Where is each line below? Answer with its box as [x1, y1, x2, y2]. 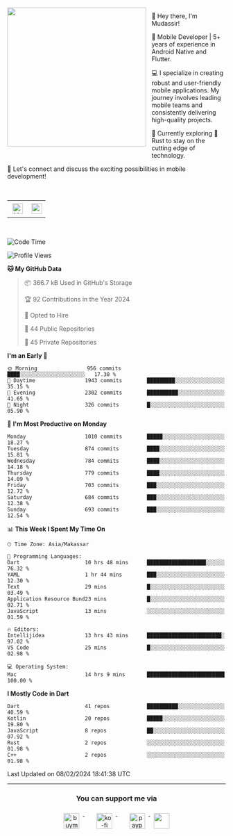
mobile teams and [151, 101, 203, 109]
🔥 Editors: [7, 626, 40, 633]
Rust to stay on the [151, 137, 206, 145]
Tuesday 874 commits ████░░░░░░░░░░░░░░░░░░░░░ [7, 445, 225, 452]
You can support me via [76, 794, 157, 803]
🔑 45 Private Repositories [24, 338, 97, 346]
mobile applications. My [151, 86, 220, 95]
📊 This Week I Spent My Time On [7, 525, 105, 533]
